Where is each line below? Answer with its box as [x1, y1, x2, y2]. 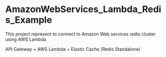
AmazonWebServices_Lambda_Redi [5, 4, 161, 15]
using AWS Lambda [5, 36, 47, 42]
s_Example [5, 14, 52, 26]
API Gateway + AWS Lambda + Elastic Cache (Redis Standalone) [5, 46, 141, 52]
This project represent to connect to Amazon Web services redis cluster [5, 31, 156, 37]
